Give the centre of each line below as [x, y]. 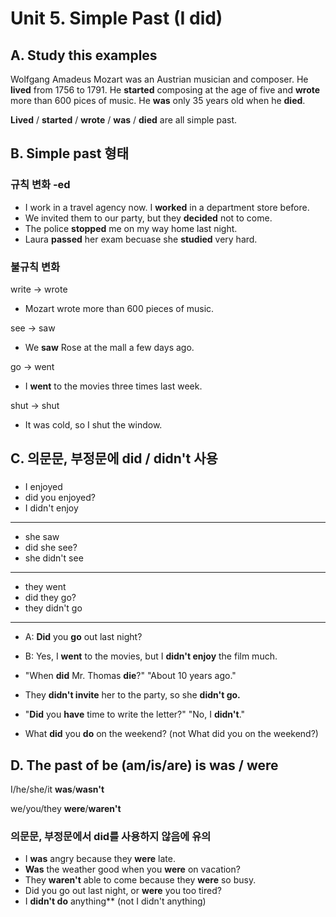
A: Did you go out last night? [83, 637]
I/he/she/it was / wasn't [57, 789]
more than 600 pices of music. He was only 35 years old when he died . [158, 100]
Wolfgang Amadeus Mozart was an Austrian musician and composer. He [159, 79]
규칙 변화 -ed [40, 185]
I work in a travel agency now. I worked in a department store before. [167, 207]
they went [45, 587]
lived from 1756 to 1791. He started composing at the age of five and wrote [165, 90]
